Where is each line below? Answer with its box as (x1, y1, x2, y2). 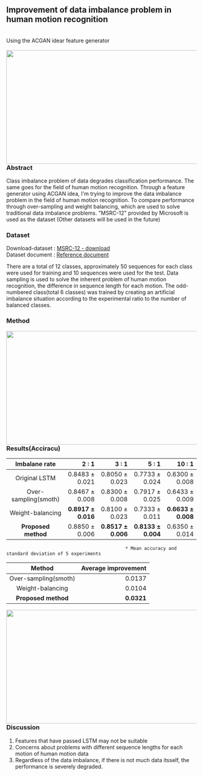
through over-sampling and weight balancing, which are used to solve (6, 203, 180, 210)
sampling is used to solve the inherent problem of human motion (6, 276, 167, 283)
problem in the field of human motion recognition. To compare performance (6, 196, 195, 204)
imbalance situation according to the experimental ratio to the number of (6, 295, 187, 303)
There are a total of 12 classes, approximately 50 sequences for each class (6, 263, 193, 270)
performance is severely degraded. (14, 763, 103, 770)
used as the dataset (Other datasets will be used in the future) (6, 216, 161, 223)
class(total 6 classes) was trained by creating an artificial (33, 289, 175, 296)
